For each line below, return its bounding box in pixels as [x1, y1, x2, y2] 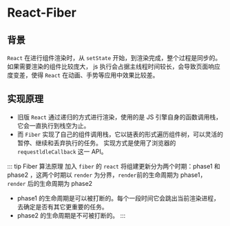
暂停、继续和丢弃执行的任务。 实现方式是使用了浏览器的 [17, 138, 176, 147]
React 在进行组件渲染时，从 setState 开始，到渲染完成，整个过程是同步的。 [7, 54, 222, 62]
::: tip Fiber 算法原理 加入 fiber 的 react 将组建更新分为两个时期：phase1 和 [7, 162, 220, 170]
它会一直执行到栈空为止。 [17, 121, 90, 129]
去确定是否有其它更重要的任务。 [17, 203, 108, 211]
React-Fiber [7, 5, 77, 21]
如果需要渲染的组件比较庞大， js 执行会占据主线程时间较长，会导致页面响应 [7, 62, 220, 70]
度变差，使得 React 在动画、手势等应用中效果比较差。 [7, 71, 159, 79]
